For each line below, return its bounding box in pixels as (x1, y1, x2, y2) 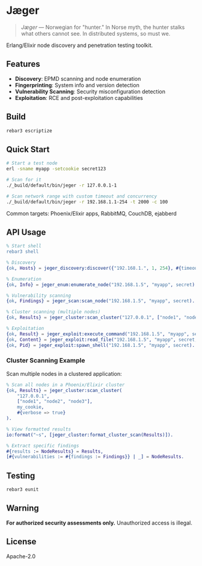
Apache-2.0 (6, 552, 36, 560)
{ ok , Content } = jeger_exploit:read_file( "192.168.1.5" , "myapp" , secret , (6, 337, 198, 343)
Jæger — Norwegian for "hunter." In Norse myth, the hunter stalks (20, 23, 185, 31)
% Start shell (6, 243, 42, 249)
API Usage (6, 227, 46, 237)
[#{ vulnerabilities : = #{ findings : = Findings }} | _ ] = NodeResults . (6, 454, 185, 460)
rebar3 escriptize (6, 128, 52, 134)
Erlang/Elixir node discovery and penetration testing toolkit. (6, 42, 153, 49)
